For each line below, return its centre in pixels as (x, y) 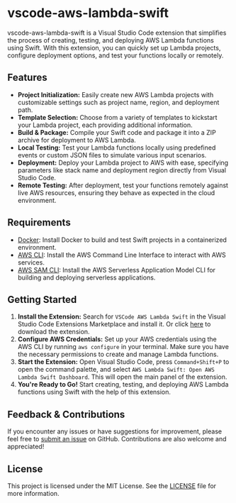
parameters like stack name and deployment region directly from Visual (122, 170)
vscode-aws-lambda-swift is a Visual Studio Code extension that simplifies (117, 33)
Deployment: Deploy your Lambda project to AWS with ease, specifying (123, 162)
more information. (33, 493)
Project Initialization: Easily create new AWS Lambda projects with (116, 94)
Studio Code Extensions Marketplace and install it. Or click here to (114, 324)
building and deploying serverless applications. (86, 277)
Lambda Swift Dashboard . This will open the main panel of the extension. (122, 377)
